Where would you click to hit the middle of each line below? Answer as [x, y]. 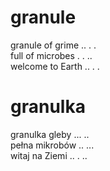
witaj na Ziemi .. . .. [49, 155]
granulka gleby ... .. [50, 134]
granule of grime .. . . [53, 45]
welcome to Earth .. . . [55, 66]
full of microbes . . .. [51, 55]
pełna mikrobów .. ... [52, 145]
